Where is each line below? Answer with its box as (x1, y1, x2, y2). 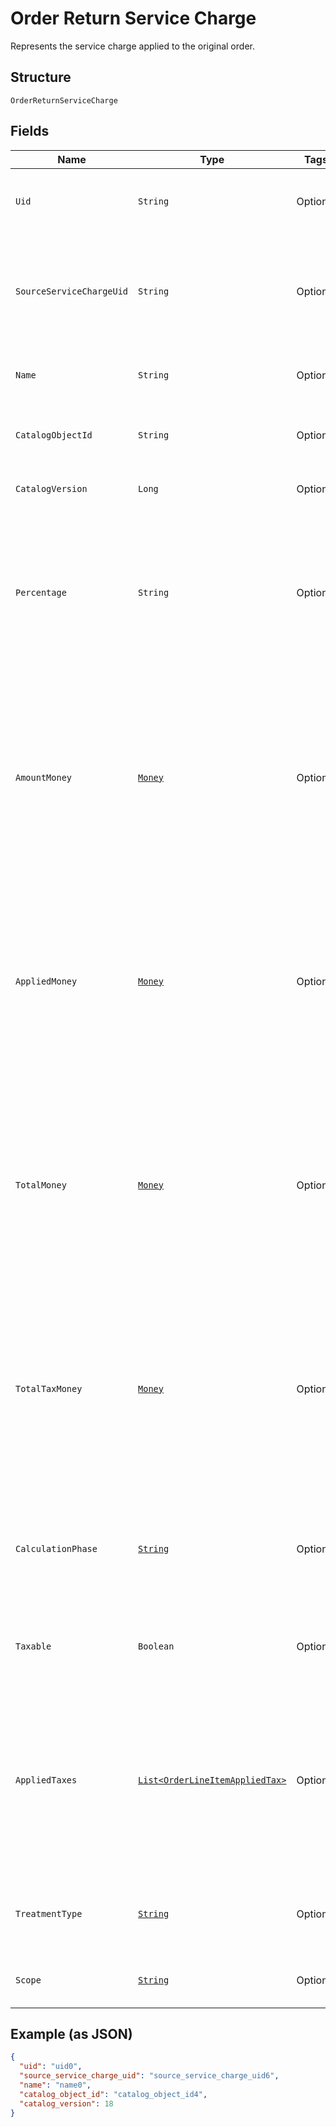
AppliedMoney (15, 975, 78, 987)
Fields (10, 123, 50, 140)
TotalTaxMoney (15, 1383, 83, 1394)
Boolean (138, 1640, 175, 1652)
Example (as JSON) (10, 2025, 133, 2042)
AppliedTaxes (15, 1774, 78, 1786)
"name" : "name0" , (19, 2080, 92, 2090)
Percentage (15, 587, 67, 598)
